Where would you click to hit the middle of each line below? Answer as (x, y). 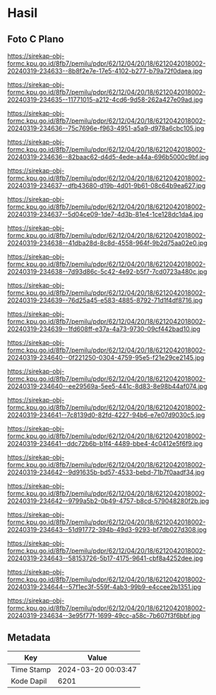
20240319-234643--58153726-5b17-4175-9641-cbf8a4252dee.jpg (105, 558)
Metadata (29, 637)
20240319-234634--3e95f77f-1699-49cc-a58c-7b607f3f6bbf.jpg (104, 616)
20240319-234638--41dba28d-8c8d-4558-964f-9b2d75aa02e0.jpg (107, 243)
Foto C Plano (36, 39)
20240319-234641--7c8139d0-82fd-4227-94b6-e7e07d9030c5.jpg (106, 415)
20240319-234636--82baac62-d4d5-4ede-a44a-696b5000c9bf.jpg (108, 157)
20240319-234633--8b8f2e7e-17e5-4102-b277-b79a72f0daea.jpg (105, 71)
